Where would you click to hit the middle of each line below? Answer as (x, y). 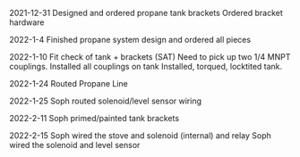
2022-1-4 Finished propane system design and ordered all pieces (130, 40)
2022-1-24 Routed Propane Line (69, 83)
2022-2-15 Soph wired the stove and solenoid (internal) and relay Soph (140, 136)
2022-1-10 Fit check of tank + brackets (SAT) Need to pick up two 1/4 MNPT (150, 57)
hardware (27, 22)
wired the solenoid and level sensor (75, 145)
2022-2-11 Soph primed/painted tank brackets (94, 118)
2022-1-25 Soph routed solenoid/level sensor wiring (106, 101)
